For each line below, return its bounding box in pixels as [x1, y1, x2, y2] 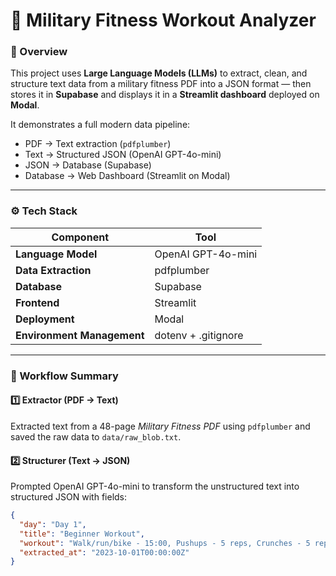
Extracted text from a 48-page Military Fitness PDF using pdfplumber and [10, 420, 311, 432]
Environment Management [15, 328, 145, 342]
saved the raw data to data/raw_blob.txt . [10, 430, 182, 443]
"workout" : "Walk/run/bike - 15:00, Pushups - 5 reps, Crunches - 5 [19, 538, 311, 548]
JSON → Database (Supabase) [24, 159, 152, 171]
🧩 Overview [10, 45, 68, 59]
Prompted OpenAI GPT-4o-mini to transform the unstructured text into [10, 480, 300, 493]
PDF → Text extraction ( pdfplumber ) [24, 138, 172, 150]
